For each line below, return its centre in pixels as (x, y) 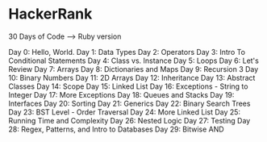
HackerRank (50, 14)
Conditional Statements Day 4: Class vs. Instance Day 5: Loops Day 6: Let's (134, 61)
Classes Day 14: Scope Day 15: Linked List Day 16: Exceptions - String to (128, 86)
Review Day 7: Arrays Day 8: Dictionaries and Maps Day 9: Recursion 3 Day (133, 69)
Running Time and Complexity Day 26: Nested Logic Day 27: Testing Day (129, 120)
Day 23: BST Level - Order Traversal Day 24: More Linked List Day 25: (124, 112)
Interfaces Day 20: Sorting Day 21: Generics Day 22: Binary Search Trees (129, 103)
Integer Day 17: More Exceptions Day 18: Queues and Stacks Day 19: (121, 94)
